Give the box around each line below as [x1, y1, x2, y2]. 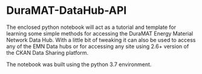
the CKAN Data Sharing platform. [6, 49, 89, 56]
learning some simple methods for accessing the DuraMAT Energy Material [6, 29, 194, 37]
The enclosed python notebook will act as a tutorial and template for [6, 23, 177, 31]
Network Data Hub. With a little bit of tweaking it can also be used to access [6, 36, 196, 43]
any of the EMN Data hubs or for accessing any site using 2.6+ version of [6, 43, 189, 50]
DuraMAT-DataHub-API [6, 4, 127, 17]
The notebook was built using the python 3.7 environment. [6, 61, 152, 68]
